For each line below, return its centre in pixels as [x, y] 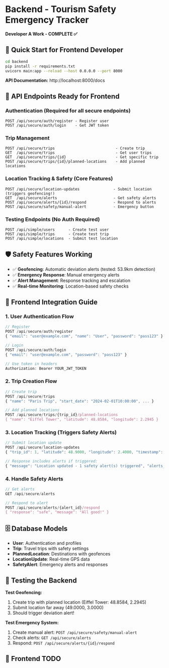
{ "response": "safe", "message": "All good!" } [57, 512]
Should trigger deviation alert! [43, 613]
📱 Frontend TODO [33, 659]
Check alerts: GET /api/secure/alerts [52, 637]
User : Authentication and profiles [47, 543]
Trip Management [27, 138]
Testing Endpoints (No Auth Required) [53, 219]
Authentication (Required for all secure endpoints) [68, 111]
